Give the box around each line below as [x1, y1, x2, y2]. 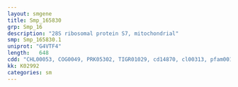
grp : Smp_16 [7, 23, 42, 30]
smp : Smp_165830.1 [7, 36, 62, 43]
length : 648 [7, 50, 50, 57]
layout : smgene [7, 10, 52, 18]
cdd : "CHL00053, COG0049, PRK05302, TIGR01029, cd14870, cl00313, [7, 56, 208, 63]
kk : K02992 [7, 62, 40, 69]
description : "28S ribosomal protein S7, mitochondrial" [7, 29, 179, 37]
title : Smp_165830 [7, 17, 62, 24]
